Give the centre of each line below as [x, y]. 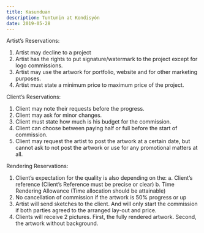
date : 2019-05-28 [28, 23]
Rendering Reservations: [37, 166]
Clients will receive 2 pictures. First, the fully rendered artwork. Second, [106, 217]
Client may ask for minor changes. [59, 115]
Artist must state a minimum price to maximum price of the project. [100, 85]
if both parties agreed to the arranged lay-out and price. [86, 210]
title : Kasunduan [28, 12]
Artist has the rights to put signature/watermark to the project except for [106, 59]
